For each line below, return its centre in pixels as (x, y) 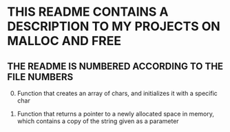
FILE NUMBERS (40, 77)
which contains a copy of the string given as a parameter (98, 121)
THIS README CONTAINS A (88, 12)
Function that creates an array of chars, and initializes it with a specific (117, 93)
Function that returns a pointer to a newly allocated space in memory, (116, 114)
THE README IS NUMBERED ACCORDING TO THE (115, 66)
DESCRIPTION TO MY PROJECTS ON (114, 26)
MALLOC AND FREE (64, 41)
